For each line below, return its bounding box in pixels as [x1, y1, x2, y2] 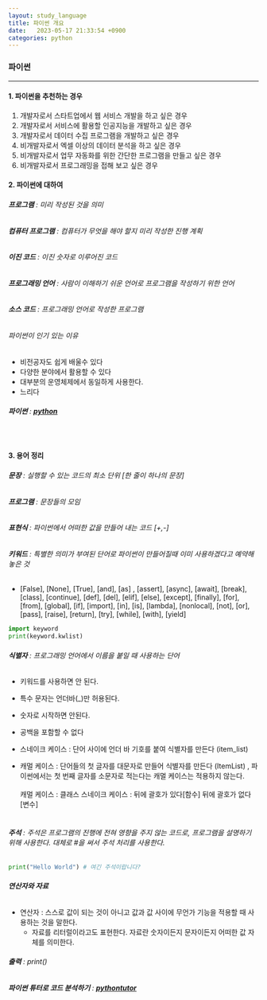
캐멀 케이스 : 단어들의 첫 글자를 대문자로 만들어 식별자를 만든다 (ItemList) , [19, 761, 250, 771]
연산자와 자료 [8, 881, 49, 891]
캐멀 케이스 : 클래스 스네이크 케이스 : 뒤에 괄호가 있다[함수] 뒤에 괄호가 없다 [19, 790, 252, 799]
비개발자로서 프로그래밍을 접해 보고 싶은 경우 [19, 160, 159, 170]
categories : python [8, 33, 73, 42]
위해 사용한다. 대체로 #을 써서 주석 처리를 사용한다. [8, 838, 165, 847]
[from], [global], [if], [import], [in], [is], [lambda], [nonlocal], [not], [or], [19, 601, 250, 611]
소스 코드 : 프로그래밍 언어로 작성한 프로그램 [8, 304, 144, 314]
